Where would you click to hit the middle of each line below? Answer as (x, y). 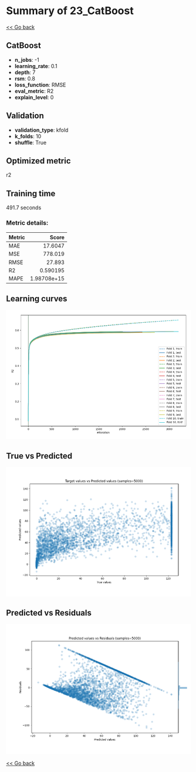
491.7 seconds (24, 208)
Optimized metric (39, 161)
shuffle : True (31, 142)
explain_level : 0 (34, 97)
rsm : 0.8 (25, 78)
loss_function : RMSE (40, 85)
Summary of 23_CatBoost (70, 11)
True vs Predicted (39, 456)
